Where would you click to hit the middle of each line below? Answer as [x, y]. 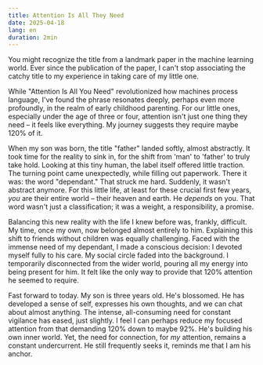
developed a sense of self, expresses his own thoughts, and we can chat [125, 304]
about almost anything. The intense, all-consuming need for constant [119, 312]
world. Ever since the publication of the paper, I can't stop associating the [127, 68]
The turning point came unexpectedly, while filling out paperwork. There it [128, 173]
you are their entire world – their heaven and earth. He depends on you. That [131, 199]
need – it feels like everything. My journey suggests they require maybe [123, 125]
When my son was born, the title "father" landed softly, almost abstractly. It [129, 148]
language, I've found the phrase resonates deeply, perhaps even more [121, 100]
